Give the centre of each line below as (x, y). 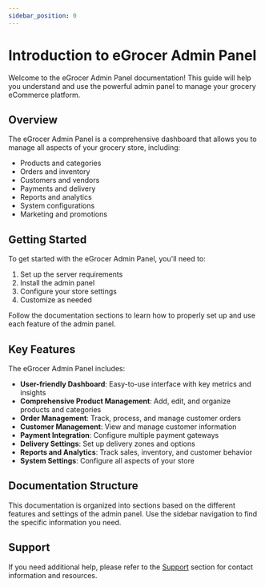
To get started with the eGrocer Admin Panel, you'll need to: (107, 259)
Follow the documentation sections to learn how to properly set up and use (132, 316)
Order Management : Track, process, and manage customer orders (130, 418)
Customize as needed (56, 300)
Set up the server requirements (71, 274)
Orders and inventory (55, 172)
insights (33, 393)
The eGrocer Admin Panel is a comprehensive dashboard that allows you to (133, 139)
